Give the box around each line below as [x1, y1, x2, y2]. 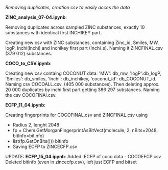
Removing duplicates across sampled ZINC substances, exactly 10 [5, 24, 145, 30]
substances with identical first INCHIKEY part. [5, 30, 102, 35]
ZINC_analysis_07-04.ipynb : [5, 14, 67, 20]
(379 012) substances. [5, 51, 53, 56]
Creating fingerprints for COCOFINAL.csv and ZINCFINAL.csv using [5, 112, 148, 118]
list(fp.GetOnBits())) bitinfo [12, 138, 69, 144]
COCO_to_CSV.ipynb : [5, 60, 52, 66]
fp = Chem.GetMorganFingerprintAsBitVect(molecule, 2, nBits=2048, [12, 128, 158, 133]
